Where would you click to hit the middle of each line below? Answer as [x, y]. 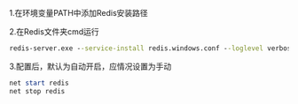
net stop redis [37, 91]
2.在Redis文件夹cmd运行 [54, 32]
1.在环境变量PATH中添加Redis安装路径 [78, 13]
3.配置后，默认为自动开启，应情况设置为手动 [90, 66]
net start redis [39, 83]
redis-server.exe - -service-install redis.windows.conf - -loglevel [137, 48]
